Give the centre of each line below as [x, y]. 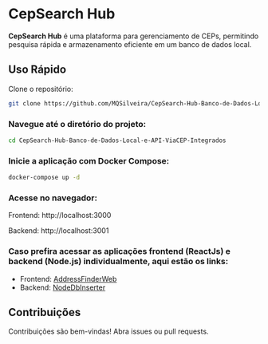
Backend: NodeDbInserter [63, 287]
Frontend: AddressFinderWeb [68, 279]
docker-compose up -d [44, 178]
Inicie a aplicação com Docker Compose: [89, 160]
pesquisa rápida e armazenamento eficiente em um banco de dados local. [130, 44]
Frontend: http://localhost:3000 [60, 215]
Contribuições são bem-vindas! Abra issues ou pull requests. [108, 331]
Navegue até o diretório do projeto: [77, 124]
